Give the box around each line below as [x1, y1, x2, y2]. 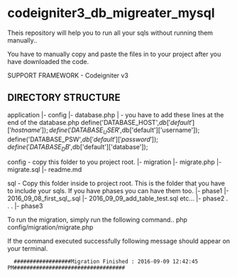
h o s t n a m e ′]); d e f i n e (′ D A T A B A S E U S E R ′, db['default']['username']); [11, 126, 200, 136]
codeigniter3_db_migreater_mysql [7, 5, 215, 21]
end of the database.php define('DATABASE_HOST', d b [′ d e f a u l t [7, 118, 192, 126]
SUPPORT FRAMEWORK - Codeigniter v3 [7, 71, 129, 80]
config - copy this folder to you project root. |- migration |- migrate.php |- [7, 158, 222, 166]
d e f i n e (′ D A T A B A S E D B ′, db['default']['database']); [7, 142, 148, 153]
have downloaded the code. [7, 57, 89, 65]
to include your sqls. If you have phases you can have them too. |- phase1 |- [7, 187, 229, 195]
